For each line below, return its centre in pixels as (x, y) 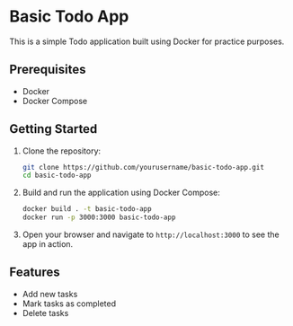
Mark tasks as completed (69, 304)
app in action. (48, 244)
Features (35, 273)
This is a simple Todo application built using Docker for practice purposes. (147, 41)
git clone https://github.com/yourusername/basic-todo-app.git (143, 167)
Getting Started (53, 129)
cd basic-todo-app (57, 176)
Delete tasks (45, 313)
